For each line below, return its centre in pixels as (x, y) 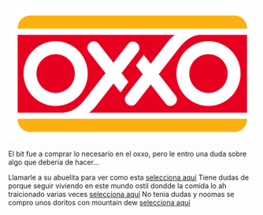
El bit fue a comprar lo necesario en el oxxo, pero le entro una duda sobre (128, 154)
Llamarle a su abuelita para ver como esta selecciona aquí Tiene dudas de (129, 177)
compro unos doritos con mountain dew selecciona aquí (99, 202)
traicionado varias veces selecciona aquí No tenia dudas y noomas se (121, 194)
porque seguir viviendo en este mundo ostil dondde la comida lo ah (117, 185)
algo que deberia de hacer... (54, 162)
